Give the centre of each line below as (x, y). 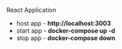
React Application (31, 10)
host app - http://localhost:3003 (63, 23)
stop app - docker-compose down (66, 38)
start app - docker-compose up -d (66, 31)
